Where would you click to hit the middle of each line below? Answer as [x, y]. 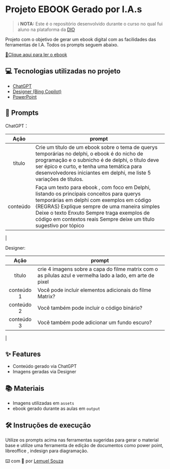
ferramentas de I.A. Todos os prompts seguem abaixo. [62, 45]
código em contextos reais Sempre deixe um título [95, 219]
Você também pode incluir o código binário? [90, 308]
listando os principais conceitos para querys [88, 193]
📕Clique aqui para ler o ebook [36, 54]
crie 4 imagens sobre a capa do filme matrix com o [98, 269]
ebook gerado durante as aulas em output [56, 408]
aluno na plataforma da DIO [46, 30]
